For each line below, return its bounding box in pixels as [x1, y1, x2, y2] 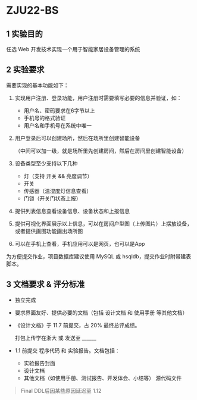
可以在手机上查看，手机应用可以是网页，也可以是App [14, 240, 145, 247]
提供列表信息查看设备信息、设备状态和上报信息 [14, 207, 130, 214]
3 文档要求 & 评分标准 [6, 279, 85, 289]
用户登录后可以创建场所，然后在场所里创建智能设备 [14, 135, 140, 142]
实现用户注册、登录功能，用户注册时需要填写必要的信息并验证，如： [14, 94, 182, 101]
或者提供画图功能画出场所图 [14, 227, 83, 235]
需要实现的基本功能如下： [6, 82, 69, 89]
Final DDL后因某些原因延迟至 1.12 [20, 387, 102, 394]
